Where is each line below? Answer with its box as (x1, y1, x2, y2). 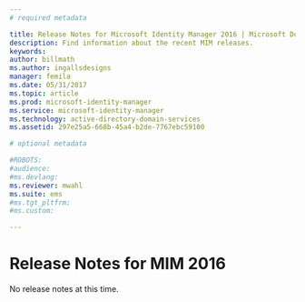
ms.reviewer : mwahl (9, 181, 84, 190)
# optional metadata (9, 139, 88, 148)
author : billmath (9, 55, 75, 65)
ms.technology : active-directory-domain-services (9, 115, 202, 124)
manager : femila (9, 72, 71, 82)
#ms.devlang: (9, 172, 59, 182)
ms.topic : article (9, 88, 79, 98)
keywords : (9, 46, 47, 55)
